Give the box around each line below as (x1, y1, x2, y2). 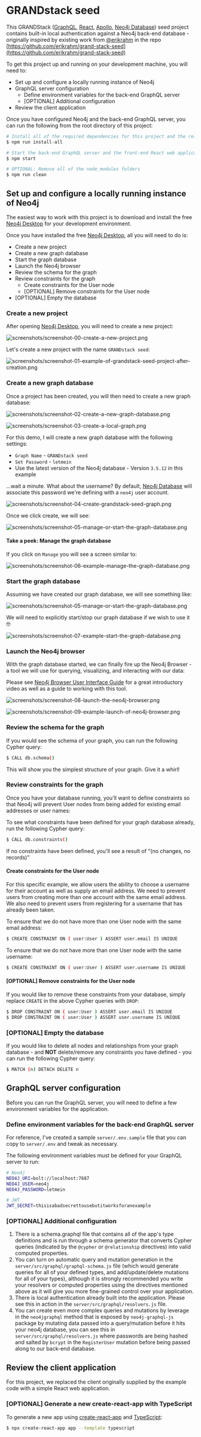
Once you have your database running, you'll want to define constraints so (6, 794, 190, 801)
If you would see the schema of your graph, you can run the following (6, 737, 178, 744)
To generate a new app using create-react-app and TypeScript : (6, 1413, 163, 1420)
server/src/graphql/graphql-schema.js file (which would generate (14, 1262, 179, 1270)
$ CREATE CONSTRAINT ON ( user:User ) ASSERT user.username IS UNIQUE (6, 964, 186, 970)
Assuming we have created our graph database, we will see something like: (6, 591, 192, 598)
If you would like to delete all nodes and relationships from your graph (6, 1042, 178, 1049)
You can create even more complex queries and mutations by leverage (14, 1307, 190, 1314)
